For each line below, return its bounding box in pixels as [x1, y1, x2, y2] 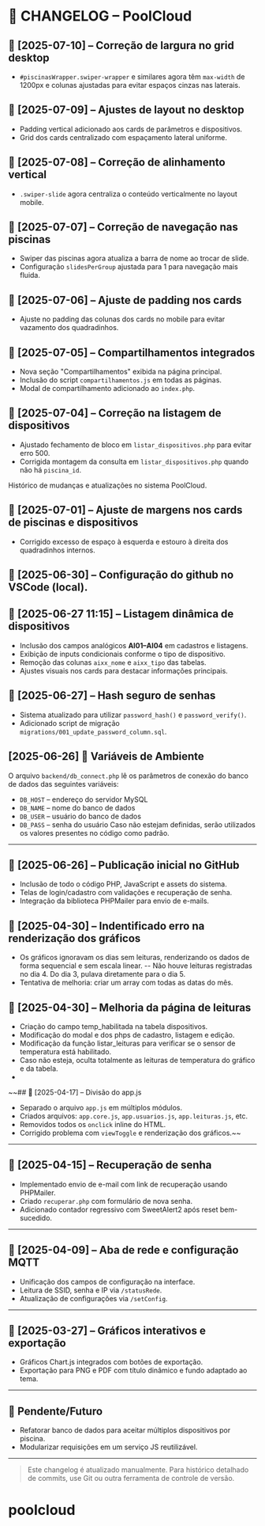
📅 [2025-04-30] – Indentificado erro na [8, 919, 205, 932]
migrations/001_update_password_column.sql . [19, 727, 167, 736]
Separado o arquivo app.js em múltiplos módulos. [19, 1103, 183, 1112]
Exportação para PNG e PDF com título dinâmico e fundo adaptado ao [19, 1365, 248, 1376]
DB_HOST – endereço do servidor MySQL [19, 795, 148, 804]
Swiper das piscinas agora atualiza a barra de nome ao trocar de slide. [19, 253, 249, 264]
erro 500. [19, 448, 50, 457]
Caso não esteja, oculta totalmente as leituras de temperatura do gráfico [19, 1055, 256, 1065]
